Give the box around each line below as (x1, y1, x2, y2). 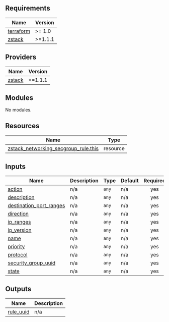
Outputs (5, 285, 32, 293)
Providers (5, 53, 37, 62)
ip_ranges (8, 219, 31, 226)
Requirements (5, 4, 50, 13)
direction (8, 210, 29, 218)
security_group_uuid (8, 259, 56, 266)
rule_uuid (8, 308, 30, 315)
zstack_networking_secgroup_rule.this (8, 145, 99, 152)
